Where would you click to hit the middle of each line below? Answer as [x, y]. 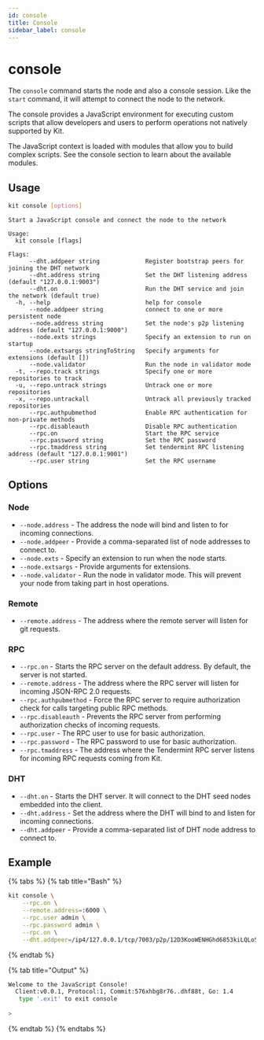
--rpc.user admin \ [54, 918]
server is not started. [53, 675]
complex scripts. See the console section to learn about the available [120, 155]
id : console [27, 15]
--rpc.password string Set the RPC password [122, 441]
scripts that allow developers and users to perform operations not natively [128, 123]
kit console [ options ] [45, 206]
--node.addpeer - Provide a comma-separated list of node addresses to [135, 541]
